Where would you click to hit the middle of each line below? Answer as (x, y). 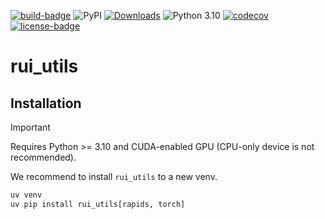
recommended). (43, 157)
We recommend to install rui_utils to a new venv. (114, 176)
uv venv (26, 195)
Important (30, 127)
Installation (46, 103)
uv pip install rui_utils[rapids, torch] (98, 204)
